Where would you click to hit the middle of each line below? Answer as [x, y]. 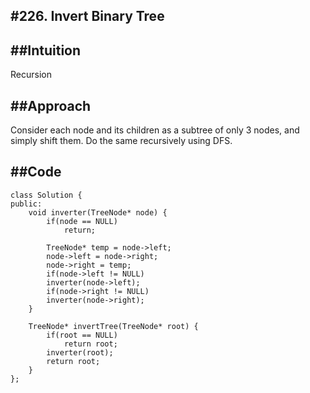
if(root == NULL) [82, 335]
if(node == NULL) [82, 221]
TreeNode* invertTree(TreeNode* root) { [113, 326]
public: [26, 204]
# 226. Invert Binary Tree [87, 16]
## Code [36, 172]
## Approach [51, 105]
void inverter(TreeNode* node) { [98, 212]
